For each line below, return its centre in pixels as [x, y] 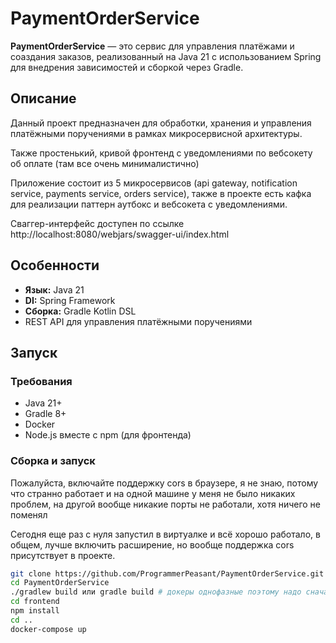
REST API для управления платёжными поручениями [138, 321]
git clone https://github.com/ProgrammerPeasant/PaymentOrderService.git [167, 573]
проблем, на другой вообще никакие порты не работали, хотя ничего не [166, 504]
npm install [35, 611]
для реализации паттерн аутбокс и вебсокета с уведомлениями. [149, 204]
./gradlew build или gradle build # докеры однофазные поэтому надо [156, 592]
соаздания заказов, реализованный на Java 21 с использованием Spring [166, 56]
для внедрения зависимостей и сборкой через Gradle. [127, 67]
